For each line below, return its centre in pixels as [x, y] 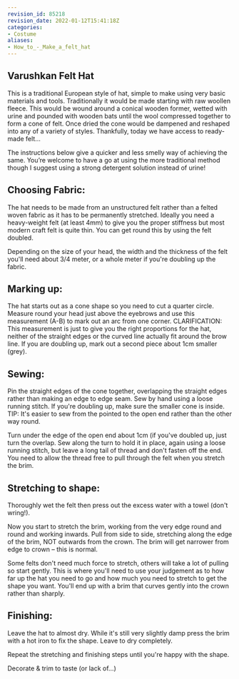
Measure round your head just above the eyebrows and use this [101, 314]
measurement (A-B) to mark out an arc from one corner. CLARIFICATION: [115, 321]
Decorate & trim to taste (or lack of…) [62, 668]
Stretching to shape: [54, 488]
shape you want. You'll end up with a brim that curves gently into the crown [118, 586]
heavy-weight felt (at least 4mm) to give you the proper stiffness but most [116, 223]
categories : [25, 27]
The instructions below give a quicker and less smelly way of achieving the [117, 152]
